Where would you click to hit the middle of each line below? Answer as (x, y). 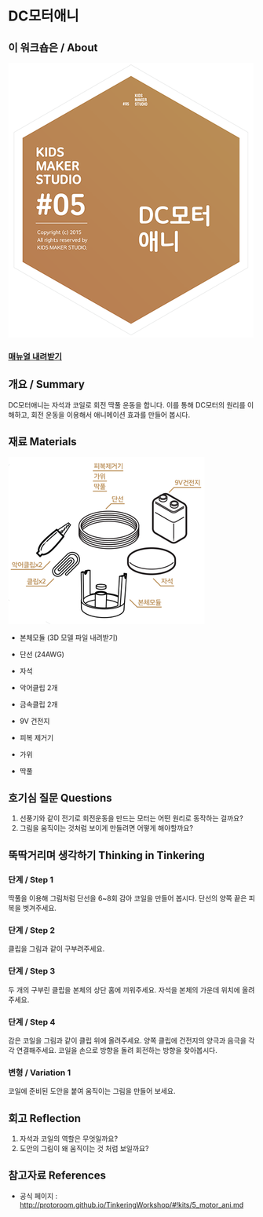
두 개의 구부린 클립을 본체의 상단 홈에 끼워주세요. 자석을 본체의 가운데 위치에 (124, 989)
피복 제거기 (37, 737)
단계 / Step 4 (32, 1021)
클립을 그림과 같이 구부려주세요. (57, 949)
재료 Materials (42, 442)
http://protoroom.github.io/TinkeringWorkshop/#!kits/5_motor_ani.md (131, 1204)
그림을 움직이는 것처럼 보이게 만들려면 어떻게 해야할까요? (106, 828)
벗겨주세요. (40, 908)
